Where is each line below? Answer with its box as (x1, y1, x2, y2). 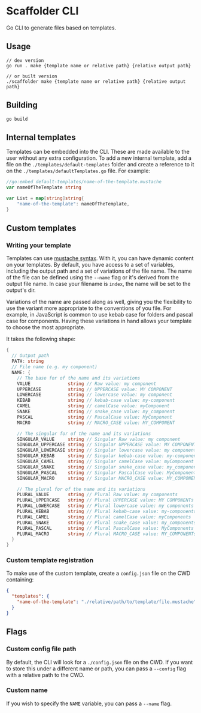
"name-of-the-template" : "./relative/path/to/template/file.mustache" (17, 599, 197, 605)
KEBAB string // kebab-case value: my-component (17, 398, 175, 404)
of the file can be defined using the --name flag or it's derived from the (6, 274, 179, 281)
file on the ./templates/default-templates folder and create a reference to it (6, 161, 194, 168)
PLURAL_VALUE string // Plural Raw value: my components (17, 491, 178, 498)
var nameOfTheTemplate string (6, 184, 82, 190)
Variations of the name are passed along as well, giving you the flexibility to (6, 299, 193, 306)
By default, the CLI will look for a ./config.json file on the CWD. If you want (6, 658, 193, 666)
